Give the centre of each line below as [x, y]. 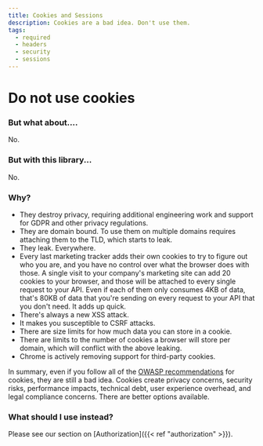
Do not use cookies [72, 98]
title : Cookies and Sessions [56, 15]
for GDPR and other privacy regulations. [84, 223]
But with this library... [50, 160]
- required [33, 37]
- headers [31, 45]
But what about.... [43, 122]
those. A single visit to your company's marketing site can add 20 [125, 272]
